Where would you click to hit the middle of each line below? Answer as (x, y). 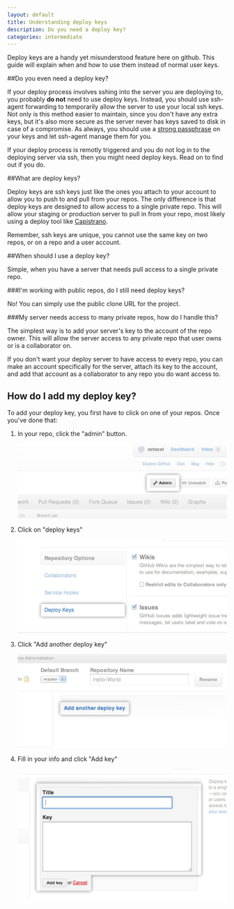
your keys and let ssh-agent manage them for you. (80, 137)
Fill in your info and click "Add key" (67, 759)
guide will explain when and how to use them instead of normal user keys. (113, 65)
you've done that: (32, 420)
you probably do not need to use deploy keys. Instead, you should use (108, 99)
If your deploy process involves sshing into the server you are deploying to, (115, 92)
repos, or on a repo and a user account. (64, 242)
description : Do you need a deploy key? (67, 29)
